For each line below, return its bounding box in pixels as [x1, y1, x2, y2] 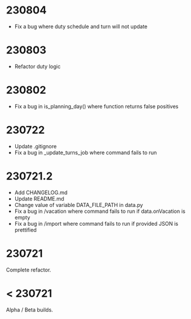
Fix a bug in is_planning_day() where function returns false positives [14, 103, 179, 110]
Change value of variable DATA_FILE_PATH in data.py [14, 201, 143, 208]
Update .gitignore [14, 142, 57, 150]
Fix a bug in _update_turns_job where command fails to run [14, 149, 157, 156]
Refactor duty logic [14, 63, 61, 70]
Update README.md [14, 195, 64, 202]
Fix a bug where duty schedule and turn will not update [14, 23, 148, 30]
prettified [14, 226, 37, 233]
